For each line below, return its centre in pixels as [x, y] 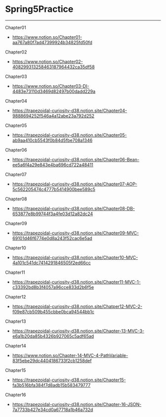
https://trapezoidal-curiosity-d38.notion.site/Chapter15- [69, 380]
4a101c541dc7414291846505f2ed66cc [51, 263]
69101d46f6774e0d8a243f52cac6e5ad [52, 238]
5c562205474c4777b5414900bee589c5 [54, 189]
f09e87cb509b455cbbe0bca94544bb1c [53, 311]
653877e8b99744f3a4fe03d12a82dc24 [53, 214]
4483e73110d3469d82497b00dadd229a [54, 91]
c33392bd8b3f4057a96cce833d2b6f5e [53, 287]
